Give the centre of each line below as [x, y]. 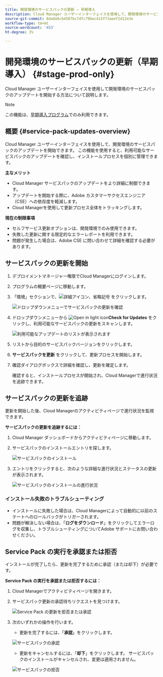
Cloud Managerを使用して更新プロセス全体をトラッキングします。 [78, 207]
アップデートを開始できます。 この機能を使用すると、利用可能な [82, 150]
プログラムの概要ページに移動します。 [50, 286]
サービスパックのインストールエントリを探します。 [63, 448]
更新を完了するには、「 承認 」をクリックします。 [67, 633]
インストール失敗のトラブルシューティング [55, 499]
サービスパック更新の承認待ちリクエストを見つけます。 [67, 601]
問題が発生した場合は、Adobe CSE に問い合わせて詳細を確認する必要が [83, 240]
